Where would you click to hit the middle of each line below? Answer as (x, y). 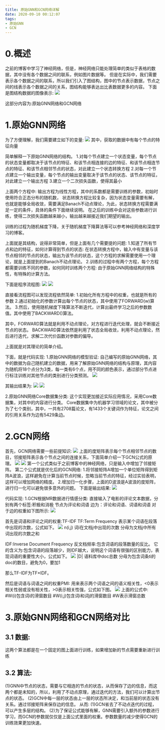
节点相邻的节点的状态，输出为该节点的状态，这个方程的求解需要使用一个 (78, 255)
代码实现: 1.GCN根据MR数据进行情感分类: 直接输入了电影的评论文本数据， (80, 498)
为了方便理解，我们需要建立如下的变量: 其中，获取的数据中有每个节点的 (80, 140)
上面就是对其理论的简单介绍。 (35, 347)
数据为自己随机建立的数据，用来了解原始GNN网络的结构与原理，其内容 (85, 363)
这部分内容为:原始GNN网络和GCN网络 (43, 103)
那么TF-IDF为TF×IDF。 (28, 573)
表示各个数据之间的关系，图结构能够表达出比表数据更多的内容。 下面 (87, 87)
